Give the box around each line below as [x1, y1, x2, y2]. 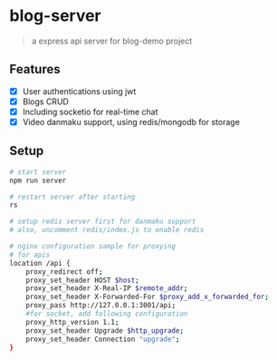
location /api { [9, 258, 71, 268]
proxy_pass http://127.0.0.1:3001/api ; [25, 301, 177, 310]
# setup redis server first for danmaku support [9, 217, 196, 227]
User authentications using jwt [22, 85, 137, 96]
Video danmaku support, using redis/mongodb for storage [22, 116, 240, 127]
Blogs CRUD [22, 96, 70, 107]
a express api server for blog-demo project [31, 35, 193, 46]
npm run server [9, 176, 67, 185]
